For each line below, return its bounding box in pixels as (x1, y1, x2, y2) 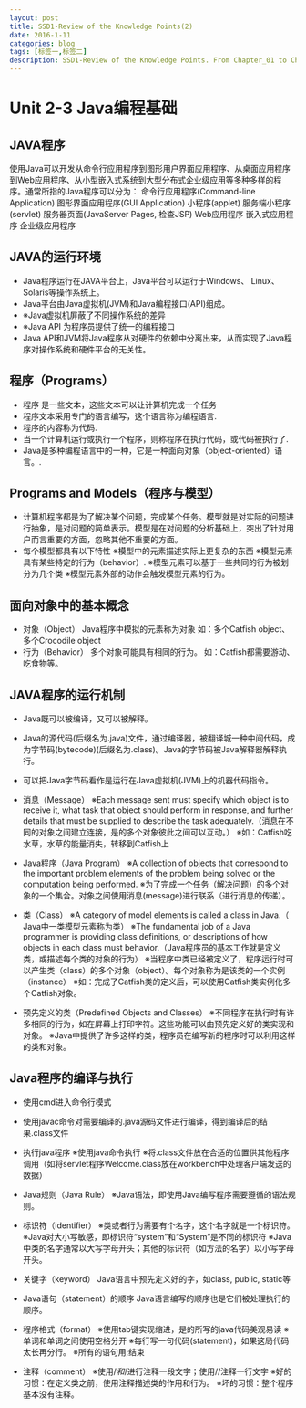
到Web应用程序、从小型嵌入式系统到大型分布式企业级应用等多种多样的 (9, 174, 274, 185)
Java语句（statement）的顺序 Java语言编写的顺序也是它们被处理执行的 (22, 1293, 291, 1304)
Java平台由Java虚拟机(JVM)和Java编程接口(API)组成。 (22, 298, 230, 309)
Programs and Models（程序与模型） (9, 486, 221, 501)
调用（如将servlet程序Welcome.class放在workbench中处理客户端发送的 (22, 1158, 291, 1169)
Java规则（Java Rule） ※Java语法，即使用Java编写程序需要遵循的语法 (22, 1189, 289, 1200)
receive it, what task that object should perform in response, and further (22, 804, 294, 815)
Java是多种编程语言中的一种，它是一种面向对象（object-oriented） (22, 445, 275, 456)
